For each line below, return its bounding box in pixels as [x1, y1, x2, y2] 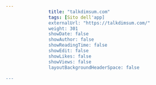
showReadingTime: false [48, 42, 108, 48]
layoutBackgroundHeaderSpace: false [48, 64, 140, 71]
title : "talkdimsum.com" [48, 8, 111, 15]
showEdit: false [48, 48, 89, 54]
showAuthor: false [48, 37, 94, 42]
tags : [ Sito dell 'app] [48, 14, 105, 20]
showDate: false [48, 31, 89, 37]
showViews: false [48, 59, 92, 65]
